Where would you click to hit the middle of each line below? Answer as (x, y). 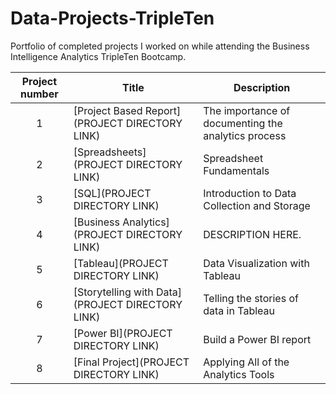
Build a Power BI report (257, 339)
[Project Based (108, 110)
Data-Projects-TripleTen (112, 18)
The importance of (247, 110)
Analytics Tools (239, 374)
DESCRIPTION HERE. (252, 234)
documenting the (243, 123)
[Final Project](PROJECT (131, 362)
